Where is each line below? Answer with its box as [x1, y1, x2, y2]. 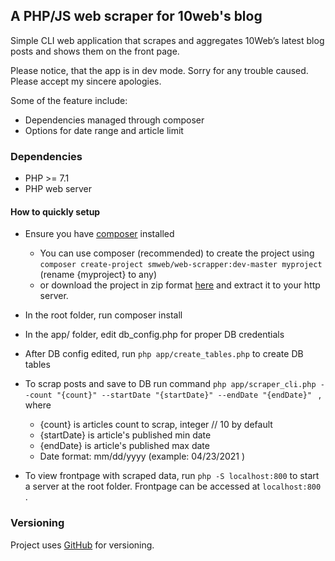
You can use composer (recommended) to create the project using [39, 247, 315, 259]
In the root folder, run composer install [24, 309, 183, 321]
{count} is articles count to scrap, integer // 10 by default [39, 419, 273, 431]
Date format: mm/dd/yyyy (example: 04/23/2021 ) [39, 450, 246, 463]
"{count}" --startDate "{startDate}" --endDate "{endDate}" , [56, 389, 322, 401]
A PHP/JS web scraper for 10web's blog [10, 8, 263, 25]
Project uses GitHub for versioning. [10, 539, 155, 551]
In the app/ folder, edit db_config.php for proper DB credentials [24, 329, 285, 341]
